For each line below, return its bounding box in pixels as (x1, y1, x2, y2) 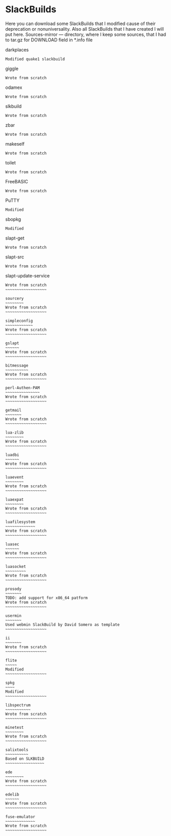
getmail (5, 408, 22, 413)
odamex (5, 84, 22, 90)
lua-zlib (5, 430, 24, 435)
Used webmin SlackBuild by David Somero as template (5, 622, 120, 627)
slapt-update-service (5, 272, 50, 279)
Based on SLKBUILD (5, 756, 44, 761)
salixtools (5, 747, 29, 752)
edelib (5, 792, 19, 797)
